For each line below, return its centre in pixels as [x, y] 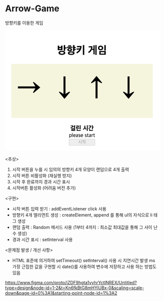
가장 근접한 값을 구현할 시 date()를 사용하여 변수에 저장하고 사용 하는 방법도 [84, 267]
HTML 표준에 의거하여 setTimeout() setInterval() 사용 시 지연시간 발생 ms [84, 260]
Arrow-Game [32, 9]
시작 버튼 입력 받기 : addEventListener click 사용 [59, 209]
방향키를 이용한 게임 [24, 23]
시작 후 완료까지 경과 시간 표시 [41, 181]
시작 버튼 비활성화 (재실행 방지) [42, 176]
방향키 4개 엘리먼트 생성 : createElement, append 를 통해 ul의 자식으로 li [82, 215]
